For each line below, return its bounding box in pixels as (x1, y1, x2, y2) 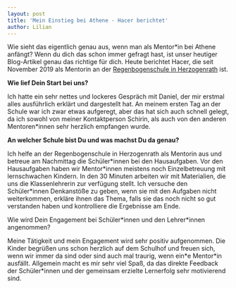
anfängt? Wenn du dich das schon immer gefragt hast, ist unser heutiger (7, 50, 218, 58)
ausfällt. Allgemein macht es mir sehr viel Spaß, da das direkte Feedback (7, 259, 218, 268)
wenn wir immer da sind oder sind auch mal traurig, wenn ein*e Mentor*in (7, 251, 222, 261)
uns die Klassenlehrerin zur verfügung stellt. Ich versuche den (7, 180, 188, 188)
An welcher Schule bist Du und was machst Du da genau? (7, 136, 180, 144)
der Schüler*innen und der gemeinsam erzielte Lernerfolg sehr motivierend (7, 267, 226, 275)
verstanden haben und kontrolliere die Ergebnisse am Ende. (7, 202, 181, 211)
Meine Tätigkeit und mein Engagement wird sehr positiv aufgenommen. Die (7, 237, 225, 245)
